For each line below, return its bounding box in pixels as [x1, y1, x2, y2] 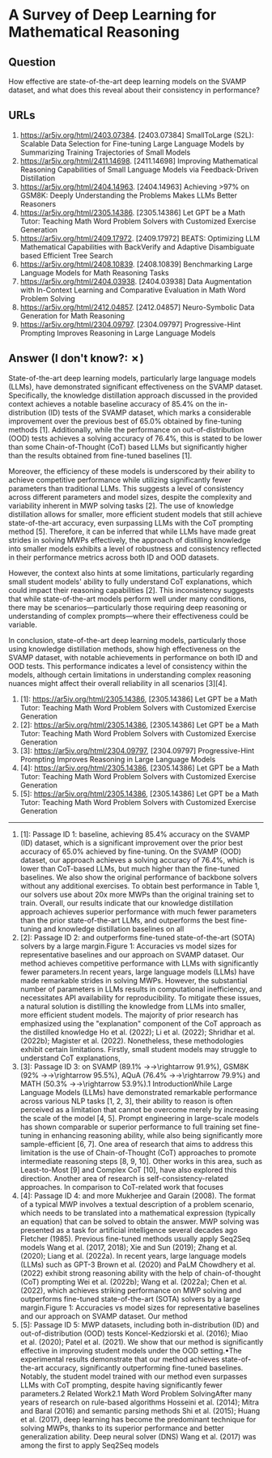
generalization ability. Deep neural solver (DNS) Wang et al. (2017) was [19, 1431, 257, 1441]
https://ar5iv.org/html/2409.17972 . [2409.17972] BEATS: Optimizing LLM [19, 233, 261, 243]
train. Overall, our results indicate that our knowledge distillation [19, 897, 233, 908]
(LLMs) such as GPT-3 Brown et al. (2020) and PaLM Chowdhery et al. [19, 1260, 257, 1269]
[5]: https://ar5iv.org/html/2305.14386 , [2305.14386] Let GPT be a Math [19, 788, 259, 799]
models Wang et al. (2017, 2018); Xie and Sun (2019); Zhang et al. [19, 1242, 237, 1252]
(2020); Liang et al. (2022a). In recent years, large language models [19, 1251, 247, 1260]
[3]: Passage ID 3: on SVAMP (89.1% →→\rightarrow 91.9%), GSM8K [19, 1061, 249, 1071]
